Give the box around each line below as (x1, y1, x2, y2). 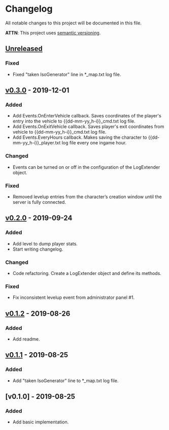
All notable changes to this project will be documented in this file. (5, 20, 142, 26)
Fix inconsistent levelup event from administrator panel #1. (12, 294, 135, 300)
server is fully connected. (12, 199, 66, 205)
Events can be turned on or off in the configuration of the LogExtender (12, 164, 160, 170)
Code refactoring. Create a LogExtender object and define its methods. (12, 270, 161, 276)
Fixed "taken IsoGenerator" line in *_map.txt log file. (12, 71, 121, 77)
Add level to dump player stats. (12, 240, 78, 247)
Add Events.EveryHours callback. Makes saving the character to (12, 134, 147, 140)
